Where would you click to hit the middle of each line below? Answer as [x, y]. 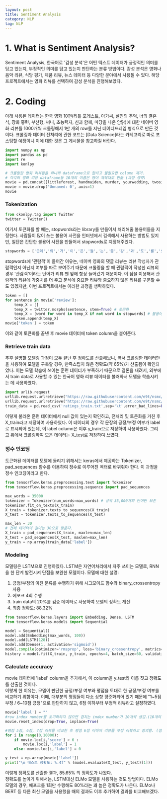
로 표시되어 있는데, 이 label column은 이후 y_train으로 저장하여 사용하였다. [77, 428]
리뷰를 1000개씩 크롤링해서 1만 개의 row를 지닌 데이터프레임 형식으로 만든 [82, 128]
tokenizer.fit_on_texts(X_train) [40, 505]
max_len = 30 [19, 524]
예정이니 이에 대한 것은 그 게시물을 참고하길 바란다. [67, 141]
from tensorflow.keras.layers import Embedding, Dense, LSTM [70, 617]
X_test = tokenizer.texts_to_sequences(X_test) [55, 515]
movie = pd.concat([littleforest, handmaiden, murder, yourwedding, [78, 182]
